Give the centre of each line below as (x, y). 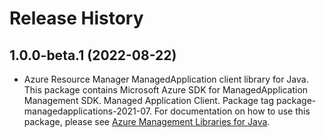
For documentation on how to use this (232, 111)
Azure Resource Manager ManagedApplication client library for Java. (166, 79)
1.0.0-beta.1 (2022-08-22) (93, 55)
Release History (76, 18)
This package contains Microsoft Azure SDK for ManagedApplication (166, 90)
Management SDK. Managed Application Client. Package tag (149, 100)
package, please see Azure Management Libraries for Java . (147, 121)
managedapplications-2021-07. (87, 111)
